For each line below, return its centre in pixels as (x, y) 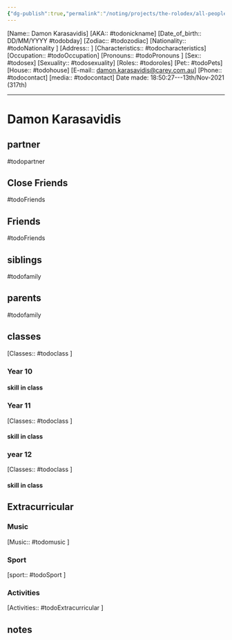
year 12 (20, 455)
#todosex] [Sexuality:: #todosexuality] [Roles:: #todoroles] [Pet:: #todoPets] (115, 62)
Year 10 (20, 371)
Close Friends (38, 183)
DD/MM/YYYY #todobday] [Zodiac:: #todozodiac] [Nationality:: (97, 40)
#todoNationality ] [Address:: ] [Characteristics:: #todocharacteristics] (107, 48)
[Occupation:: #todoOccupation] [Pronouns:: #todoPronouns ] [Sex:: (104, 55)
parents (24, 298)
